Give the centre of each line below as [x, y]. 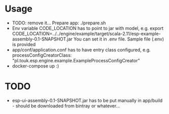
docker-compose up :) [36, 66]
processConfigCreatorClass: [42, 55]
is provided [24, 44]
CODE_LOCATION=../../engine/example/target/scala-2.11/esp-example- [86, 33]
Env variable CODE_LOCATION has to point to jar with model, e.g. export [88, 28]
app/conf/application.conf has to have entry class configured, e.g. [81, 50]
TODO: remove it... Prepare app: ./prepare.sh [59, 23]
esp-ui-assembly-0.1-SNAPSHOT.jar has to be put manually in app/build [87, 100]
